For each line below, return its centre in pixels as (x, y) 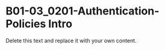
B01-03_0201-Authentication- (82, 11)
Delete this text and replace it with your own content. (71, 40)
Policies (26, 24)
